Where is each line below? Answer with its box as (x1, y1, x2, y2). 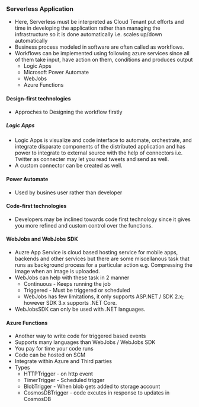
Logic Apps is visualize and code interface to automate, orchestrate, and (14, 137, 192, 144)
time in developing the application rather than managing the (14, 24, 161, 31)
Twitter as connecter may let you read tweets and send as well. (14, 156, 169, 163)
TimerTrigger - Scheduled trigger (23, 377, 105, 384)
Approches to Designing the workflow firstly (14, 108, 123, 115)
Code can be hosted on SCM (14, 351, 86, 358)
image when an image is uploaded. (14, 268, 101, 275)
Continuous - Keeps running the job (23, 280, 111, 288)
